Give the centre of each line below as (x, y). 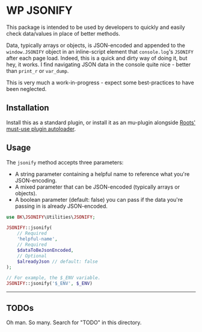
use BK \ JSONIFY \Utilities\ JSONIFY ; (51, 217)
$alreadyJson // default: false (57, 262)
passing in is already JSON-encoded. (61, 206)
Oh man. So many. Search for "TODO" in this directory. (74, 322)
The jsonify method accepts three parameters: (65, 162)
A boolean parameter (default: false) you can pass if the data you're (99, 199)
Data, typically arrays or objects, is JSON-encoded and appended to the (96, 45)
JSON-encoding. (36, 180)
